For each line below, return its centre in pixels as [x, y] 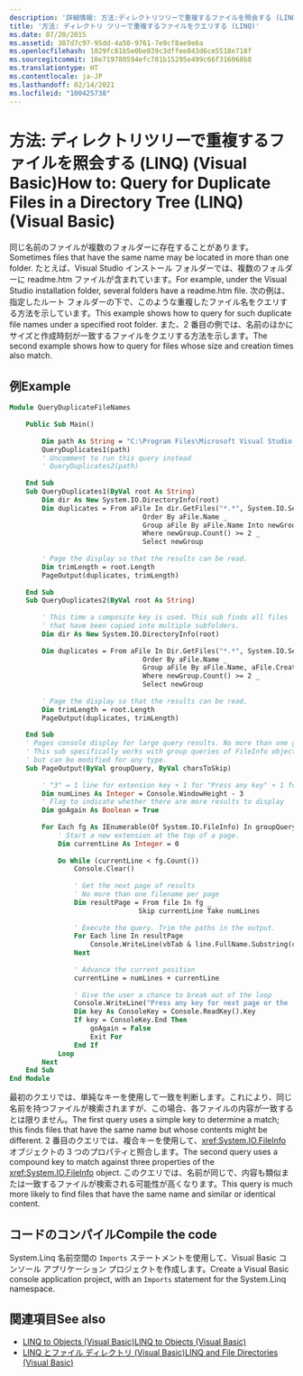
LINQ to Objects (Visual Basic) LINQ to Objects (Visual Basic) [134, 1342]
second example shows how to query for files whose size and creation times [151, 346]
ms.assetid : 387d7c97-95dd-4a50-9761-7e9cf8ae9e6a [106, 43]
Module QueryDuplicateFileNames [70, 408]
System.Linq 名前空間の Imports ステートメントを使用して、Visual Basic [143, 1257]
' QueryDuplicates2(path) [91, 466]
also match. [31, 356]
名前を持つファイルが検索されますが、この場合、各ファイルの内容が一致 [143, 1108]
